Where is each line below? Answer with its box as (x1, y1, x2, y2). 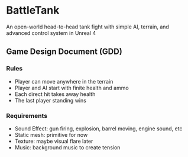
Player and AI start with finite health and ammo (14, 84, 129, 91)
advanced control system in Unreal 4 (6, 29, 96, 36)
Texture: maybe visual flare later (14, 137, 93, 145)
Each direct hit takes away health (14, 90, 96, 98)
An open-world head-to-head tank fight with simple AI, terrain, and (6, 23, 170, 30)
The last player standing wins (14, 97, 87, 104)
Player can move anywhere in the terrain (14, 78, 114, 85)
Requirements (6, 111, 48, 120)
